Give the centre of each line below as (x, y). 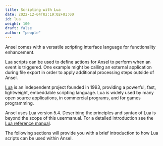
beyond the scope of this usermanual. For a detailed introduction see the (79, 118)
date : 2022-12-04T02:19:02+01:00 (40, 14)
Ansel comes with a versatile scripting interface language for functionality (81, 47)
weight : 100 (17, 24)
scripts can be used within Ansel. (39, 138)
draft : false (19, 28)
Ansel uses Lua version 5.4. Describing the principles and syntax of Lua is (81, 113)
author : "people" (23, 33)
